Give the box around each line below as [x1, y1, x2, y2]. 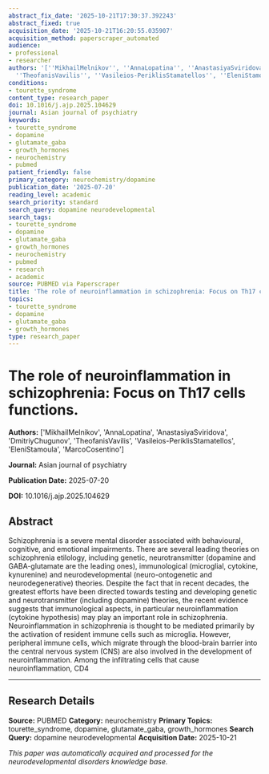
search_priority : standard [8, 198, 98, 206]
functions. [8, 401, 78, 419]
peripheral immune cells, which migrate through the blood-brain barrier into [8, 638, 258, 647]
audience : [8, 42, 42, 50]
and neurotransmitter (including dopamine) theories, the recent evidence [8, 595, 249, 605]
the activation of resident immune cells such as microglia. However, [8, 630, 231, 638]
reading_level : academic [8, 190, 91, 199]
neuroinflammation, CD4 [8, 663, 90, 673]
